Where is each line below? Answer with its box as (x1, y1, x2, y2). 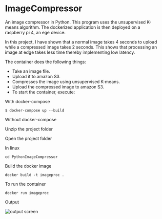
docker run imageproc (5, 190, 49, 196)
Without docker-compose (5, 116, 57, 122)
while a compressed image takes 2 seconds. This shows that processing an (5, 44, 157, 50)
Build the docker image (5, 163, 52, 169)
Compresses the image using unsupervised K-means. (12, 79, 120, 85)
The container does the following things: (5, 59, 86, 65)
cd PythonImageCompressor (5, 154, 58, 159)
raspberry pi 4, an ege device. (5, 29, 66, 35)
